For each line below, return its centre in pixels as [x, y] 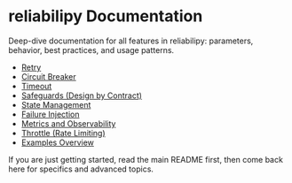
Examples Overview [58, 142]
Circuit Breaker [48, 76]
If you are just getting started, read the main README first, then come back [146, 159]
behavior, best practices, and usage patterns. [91, 50]
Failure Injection [50, 114]
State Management [56, 104]
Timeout [36, 86]
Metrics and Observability [68, 123]
